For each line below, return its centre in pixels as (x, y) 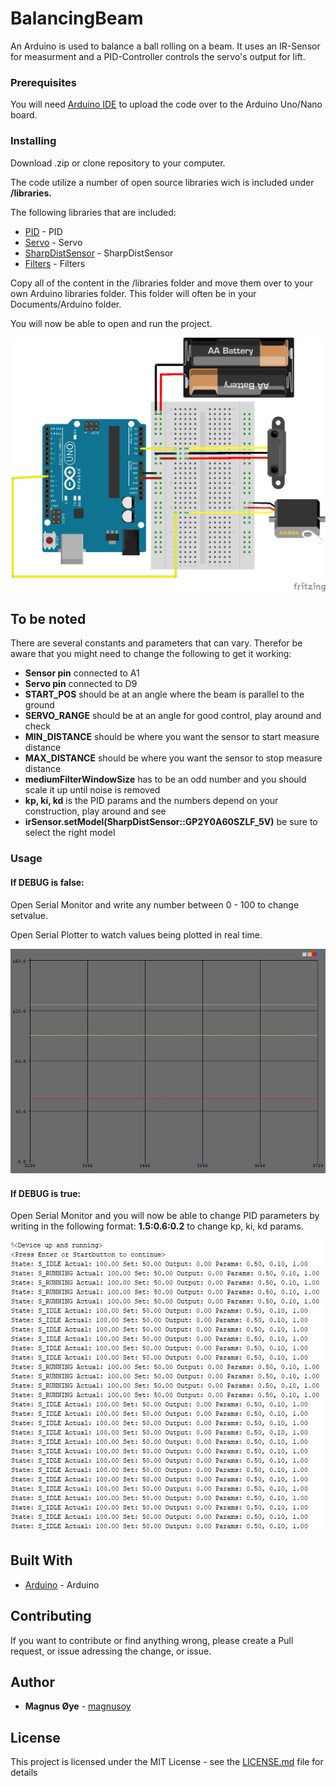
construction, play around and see (95, 811)
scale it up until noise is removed (92, 790)
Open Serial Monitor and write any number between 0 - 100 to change (155, 904)
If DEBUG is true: (46, 1193)
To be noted (48, 618)
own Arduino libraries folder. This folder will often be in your (133, 293)
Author (32, 1682)
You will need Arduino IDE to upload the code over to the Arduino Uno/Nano (166, 104)
